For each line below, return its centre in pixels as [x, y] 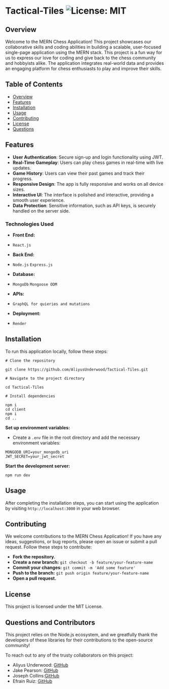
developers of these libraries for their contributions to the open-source [79, 640]
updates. [22, 168]
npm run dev [18, 475]
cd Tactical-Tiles [25, 387]
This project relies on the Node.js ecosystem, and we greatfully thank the [81, 634]
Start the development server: [38, 466]
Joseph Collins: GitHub [36, 675]
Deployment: [27, 313]
